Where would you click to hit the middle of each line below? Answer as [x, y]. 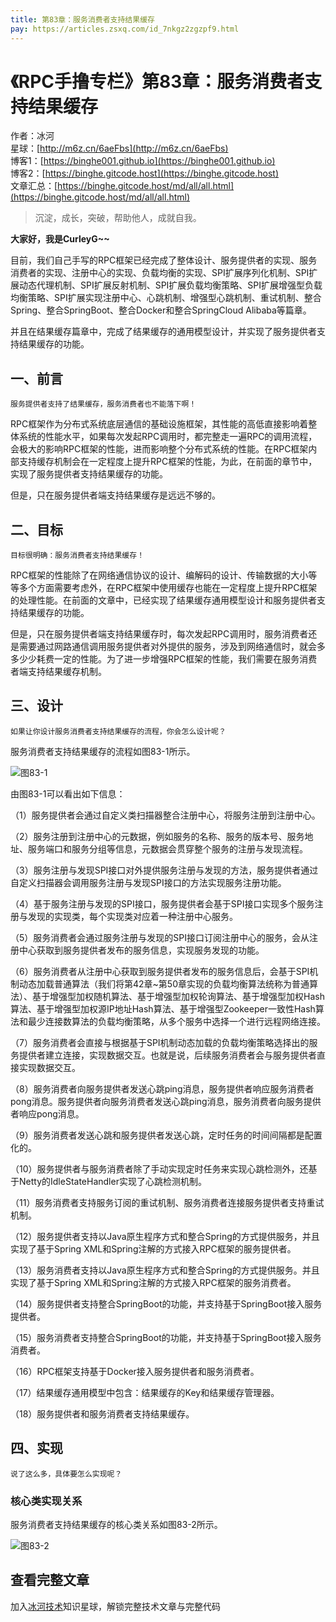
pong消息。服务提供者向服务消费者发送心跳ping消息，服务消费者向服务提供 [166, 1101]
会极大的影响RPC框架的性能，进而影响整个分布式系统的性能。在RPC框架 [159, 449]
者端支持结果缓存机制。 [58, 672]
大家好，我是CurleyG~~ [60, 239]
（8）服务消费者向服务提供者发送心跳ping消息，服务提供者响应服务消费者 [162, 1088]
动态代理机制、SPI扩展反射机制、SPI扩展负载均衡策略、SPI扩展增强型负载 [170, 285]
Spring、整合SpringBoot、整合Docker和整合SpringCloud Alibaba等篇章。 [161, 310]
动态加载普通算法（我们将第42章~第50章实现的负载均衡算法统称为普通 [164, 983]
